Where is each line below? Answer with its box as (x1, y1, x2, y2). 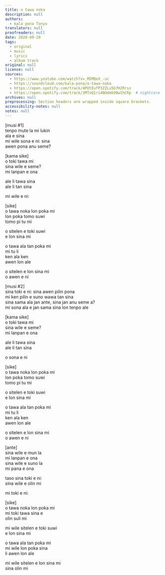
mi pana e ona (5, 465, 34, 471)
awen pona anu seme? (5, 143, 51, 149)
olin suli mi (5, 515, 27, 521)
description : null (5, 12, 43, 17)
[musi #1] (5, 122, 24, 128)
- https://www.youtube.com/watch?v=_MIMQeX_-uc (9, 76, 110, 81)
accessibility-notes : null (5, 104, 61, 109)
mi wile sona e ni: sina (5, 138, 50, 144)
